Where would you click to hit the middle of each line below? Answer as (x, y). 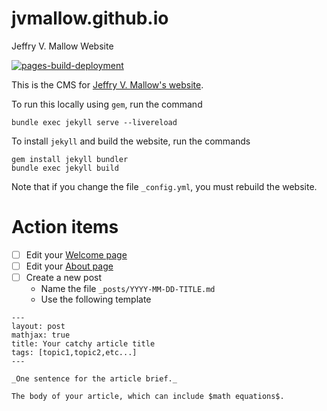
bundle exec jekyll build (65, 168)
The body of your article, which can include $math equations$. (148, 397)
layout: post (38, 327)
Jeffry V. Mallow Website (62, 46)
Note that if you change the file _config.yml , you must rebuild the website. (164, 186)
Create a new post (64, 277)
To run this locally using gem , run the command (107, 104)
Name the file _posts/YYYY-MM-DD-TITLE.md (128, 289)
